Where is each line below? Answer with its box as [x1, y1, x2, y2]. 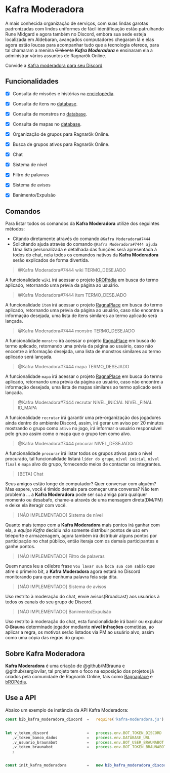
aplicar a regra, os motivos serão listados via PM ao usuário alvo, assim [5, 629, 154, 635]
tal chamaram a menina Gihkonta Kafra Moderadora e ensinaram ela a [5, 47, 153, 53]
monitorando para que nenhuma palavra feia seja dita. [5, 574, 118, 580]
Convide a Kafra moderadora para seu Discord [5, 62, 103, 68]
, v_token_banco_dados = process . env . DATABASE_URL [12, 735, 151, 740]
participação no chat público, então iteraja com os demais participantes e [5, 538, 158, 544]
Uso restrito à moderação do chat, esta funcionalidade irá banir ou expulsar [5, 619, 163, 625]
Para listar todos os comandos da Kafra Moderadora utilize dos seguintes [5, 220, 160, 226]
